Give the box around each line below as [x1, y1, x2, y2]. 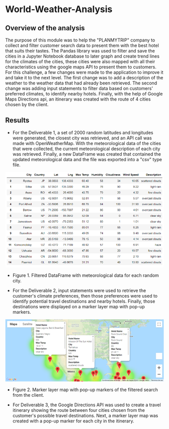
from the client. [12, 392, 44, 398]
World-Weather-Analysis [5, 4, 113, 15]
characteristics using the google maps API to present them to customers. [5, 64, 157, 70]
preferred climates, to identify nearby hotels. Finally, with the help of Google [5, 91, 163, 97]
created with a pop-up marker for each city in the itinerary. [12, 418, 134, 424]
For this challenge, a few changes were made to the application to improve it [5, 69, 163, 75]
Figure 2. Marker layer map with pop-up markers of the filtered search [12, 387, 158, 393]
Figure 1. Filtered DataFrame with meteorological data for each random [12, 272, 159, 278]
